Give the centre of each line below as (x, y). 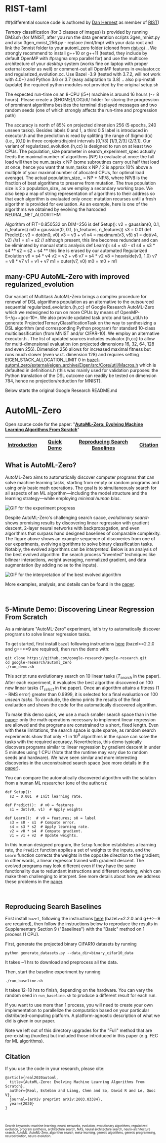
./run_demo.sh (20, 667)
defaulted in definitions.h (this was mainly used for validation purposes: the (82, 370)
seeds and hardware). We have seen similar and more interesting (71, 758)
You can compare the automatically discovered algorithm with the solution (81, 777)
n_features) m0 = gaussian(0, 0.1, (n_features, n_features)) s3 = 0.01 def (78, 229)
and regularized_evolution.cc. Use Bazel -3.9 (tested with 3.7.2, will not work (83, 74)
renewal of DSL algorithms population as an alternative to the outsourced (80, 302)
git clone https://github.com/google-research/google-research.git (76, 658)
